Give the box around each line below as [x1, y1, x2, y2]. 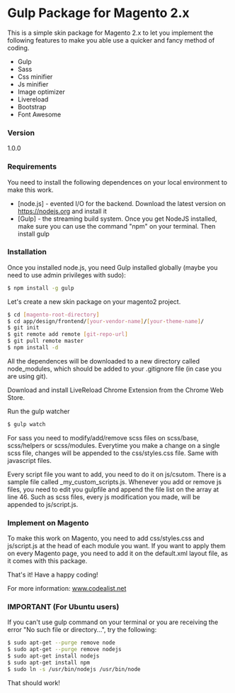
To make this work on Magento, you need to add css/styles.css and [7, 534, 205, 542]
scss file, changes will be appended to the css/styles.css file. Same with [7, 449, 219, 457]
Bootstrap [17, 102, 47, 111]
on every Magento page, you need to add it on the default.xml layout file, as [7, 549, 229, 558]
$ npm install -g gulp [7, 284, 74, 292]
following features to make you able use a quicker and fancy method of [7, 36, 215, 44]
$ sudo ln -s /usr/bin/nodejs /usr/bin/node [7, 665, 141, 672]
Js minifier [17, 80, 49, 88]
